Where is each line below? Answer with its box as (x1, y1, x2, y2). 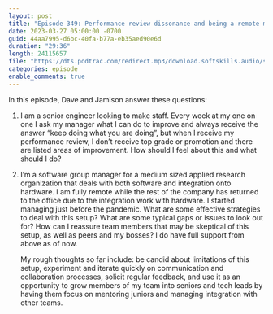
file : (8, 58, 27, 66)
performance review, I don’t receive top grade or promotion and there (19, 136, 253, 146)
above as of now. (19, 238, 78, 248)
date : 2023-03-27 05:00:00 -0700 (8, 27, 122, 35)
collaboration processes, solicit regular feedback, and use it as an (19, 272, 241, 281)
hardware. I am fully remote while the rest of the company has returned (19, 186, 259, 196)
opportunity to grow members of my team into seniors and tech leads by (19, 280, 263, 290)
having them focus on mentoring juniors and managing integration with (19, 289, 258, 299)
